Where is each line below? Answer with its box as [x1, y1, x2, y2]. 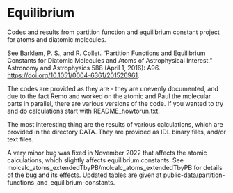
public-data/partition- [163, 171, 225, 179]
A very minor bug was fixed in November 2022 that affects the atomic [7, 148, 207, 157]
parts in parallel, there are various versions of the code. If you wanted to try [7, 99, 224, 107]
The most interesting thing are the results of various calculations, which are [7, 120, 224, 128]
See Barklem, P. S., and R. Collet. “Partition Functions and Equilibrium [7, 49, 206, 57]
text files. [7, 134, 34, 144]
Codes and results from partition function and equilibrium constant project [7, 28, 220, 36]
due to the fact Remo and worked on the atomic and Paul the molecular [7, 92, 211, 100]
